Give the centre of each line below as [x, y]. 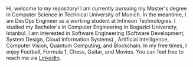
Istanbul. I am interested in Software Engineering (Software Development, [95, 33]
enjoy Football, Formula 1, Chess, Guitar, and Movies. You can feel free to [95, 52]
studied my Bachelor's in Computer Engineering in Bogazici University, [92, 27]
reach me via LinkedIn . [34, 58]
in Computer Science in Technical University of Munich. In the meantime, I [96, 15]
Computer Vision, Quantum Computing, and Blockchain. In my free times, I [97, 45]
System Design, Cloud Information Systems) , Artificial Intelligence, [88, 39]
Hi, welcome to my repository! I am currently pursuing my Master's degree [97, 8]
